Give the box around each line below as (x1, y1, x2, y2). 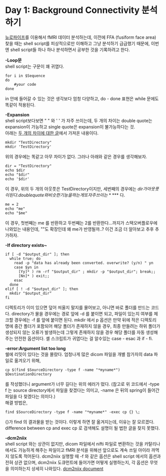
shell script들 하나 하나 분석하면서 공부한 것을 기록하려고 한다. (10, 47, 130, 53)
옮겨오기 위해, (14, 357, 41, 363)
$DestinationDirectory (5, 371, 52, 377)
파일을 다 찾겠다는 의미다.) (5, 393, 56, 399)
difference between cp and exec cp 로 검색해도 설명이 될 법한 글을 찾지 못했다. (5, 425, 160, 431)
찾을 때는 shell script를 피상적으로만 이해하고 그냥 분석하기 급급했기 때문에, (5, 40, 150, 46)
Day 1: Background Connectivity (5, 4, 140, 16)
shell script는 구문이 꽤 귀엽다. (5, 63, 64, 69)
